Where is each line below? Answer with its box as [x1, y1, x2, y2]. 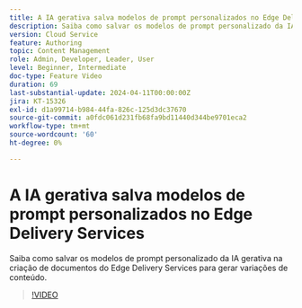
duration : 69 [9, 80, 58, 89]
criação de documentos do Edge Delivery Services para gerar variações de [9, 262, 289, 273]
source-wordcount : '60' [9, 130, 99, 139]
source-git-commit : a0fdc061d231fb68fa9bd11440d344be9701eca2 [9, 113, 247, 122]
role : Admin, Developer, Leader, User [9, 55, 155, 64]
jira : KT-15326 [9, 96, 67, 106]
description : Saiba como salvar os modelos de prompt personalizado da [9, 22, 283, 31]
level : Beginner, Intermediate [9, 64, 127, 73]
